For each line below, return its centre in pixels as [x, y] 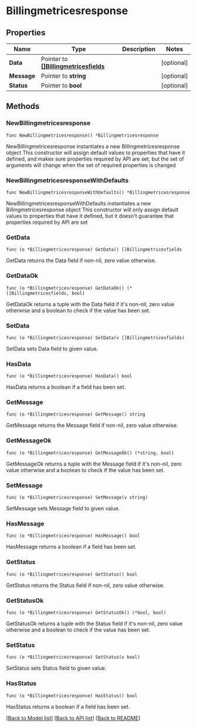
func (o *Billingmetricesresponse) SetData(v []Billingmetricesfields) [95, 338]
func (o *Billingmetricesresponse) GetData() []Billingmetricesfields [94, 250]
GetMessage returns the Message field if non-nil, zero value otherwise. [92, 426]
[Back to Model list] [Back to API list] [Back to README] [73, 718]
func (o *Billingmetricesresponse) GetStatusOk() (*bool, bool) [86, 613]
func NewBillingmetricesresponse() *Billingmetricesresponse [82, 135]
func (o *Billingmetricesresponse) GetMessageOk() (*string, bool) [90, 453]
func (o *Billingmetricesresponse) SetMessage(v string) [77, 498]
